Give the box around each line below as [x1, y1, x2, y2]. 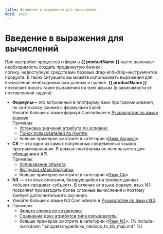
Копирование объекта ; [19, 162, 67, 167]
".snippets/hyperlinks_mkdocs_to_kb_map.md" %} [41, 223, 143, 229]
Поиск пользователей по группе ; [19, 130, 89, 136]
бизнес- [86, 64, 103, 70]
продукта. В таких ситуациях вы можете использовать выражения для [5, 74, 153, 80]
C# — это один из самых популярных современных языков [12, 141, 136, 146]
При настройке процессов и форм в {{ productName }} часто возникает [5, 59, 155, 65]
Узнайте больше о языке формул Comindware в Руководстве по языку [12, 110, 158, 116]
